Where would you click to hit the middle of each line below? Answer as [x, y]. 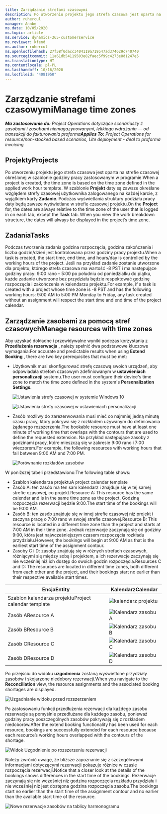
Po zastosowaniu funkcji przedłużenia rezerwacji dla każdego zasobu [76, 709]
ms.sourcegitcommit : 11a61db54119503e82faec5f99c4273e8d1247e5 [72, 56]
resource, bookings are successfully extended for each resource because [81, 730]
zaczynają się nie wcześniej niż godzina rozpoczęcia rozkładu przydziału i [81, 781]
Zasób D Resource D [31, 658]
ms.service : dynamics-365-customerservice [50, 38]
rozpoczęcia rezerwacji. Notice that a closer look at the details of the [75, 770]
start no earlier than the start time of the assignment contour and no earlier [82, 792]
